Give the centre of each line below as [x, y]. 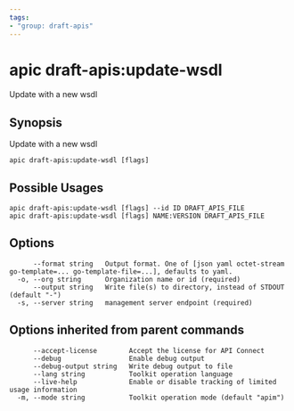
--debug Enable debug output [118, 358]
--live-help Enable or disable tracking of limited [155, 382]
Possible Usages [57, 188]
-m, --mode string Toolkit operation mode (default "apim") [151, 398]
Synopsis [36, 123]
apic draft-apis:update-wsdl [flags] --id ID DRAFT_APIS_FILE [127, 209]
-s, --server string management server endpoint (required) [135, 303]
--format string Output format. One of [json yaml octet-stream [159, 264]
